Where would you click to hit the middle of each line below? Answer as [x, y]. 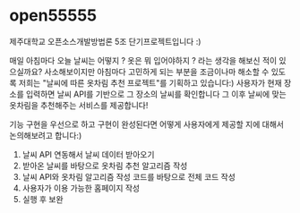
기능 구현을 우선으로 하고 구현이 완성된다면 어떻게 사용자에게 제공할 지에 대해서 [147, 124]
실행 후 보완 [43, 199]
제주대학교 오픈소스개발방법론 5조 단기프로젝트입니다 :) [105, 41]
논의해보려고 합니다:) [46, 135]
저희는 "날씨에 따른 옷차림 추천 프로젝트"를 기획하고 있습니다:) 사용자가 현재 [150, 82]
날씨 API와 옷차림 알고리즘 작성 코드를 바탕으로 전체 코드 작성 [129, 176]
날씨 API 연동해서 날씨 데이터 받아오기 [88, 154]
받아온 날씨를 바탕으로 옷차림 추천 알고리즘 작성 [105, 166]
